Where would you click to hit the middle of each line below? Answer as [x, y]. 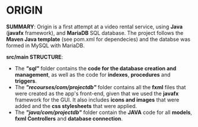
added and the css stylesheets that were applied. [76, 106]
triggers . [26, 81]
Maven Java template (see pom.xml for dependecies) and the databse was [98, 39]
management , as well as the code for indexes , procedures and [92, 74]
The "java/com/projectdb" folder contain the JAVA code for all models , [103, 112]
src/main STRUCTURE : [35, 57]
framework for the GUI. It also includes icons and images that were [97, 100]
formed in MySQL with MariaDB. [45, 45]
